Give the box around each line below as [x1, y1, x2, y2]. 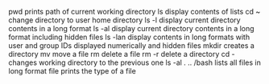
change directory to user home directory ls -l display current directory [8, 15, 241, 25]
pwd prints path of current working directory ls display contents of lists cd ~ [8, 7, 261, 16]
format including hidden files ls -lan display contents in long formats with [8, 32, 250, 42]
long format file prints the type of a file [8, 66, 137, 75]
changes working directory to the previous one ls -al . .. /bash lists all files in [8, 58, 262, 67]
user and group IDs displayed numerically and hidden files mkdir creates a [8, 41, 255, 50]
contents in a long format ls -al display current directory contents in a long [8, 24, 255, 33]
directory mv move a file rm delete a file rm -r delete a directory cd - [8, 50, 235, 58]
